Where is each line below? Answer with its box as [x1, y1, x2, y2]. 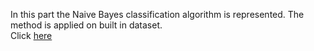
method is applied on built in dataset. [10, 19, 163, 31]
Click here [10, 30, 53, 41]
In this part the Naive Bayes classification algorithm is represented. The [10, 9, 305, 20]
